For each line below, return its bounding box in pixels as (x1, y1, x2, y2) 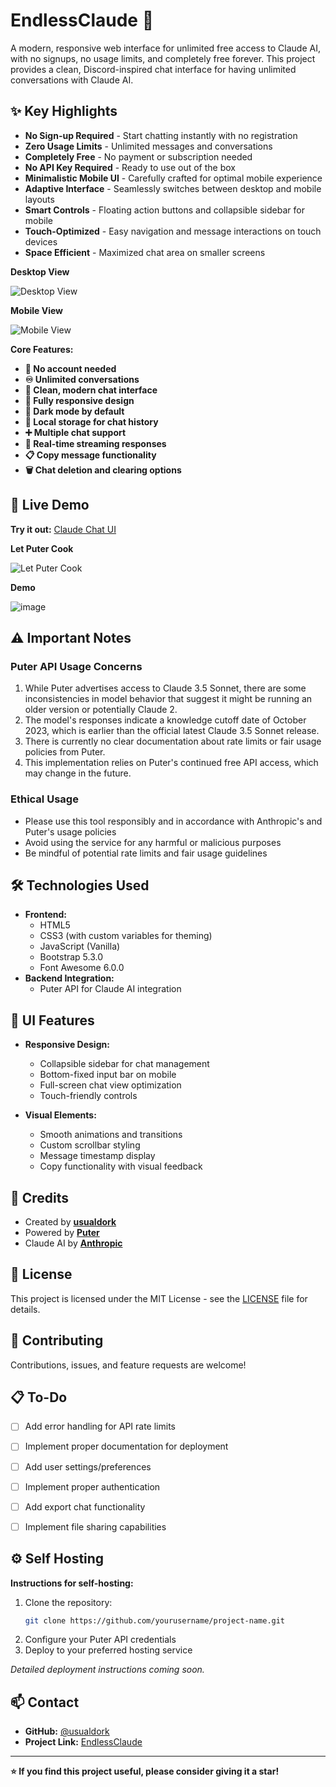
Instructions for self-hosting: (10, 1577, 134, 1589)
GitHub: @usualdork (24, 1725, 110, 1738)
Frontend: (24, 909, 67, 921)
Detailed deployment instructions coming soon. (10, 1664, 205, 1676)
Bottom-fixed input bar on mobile (39, 1069, 177, 1081)
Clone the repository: (24, 1596, 113, 1608)
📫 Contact (10, 1694, 80, 1711)
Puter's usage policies (24, 825, 117, 838)
